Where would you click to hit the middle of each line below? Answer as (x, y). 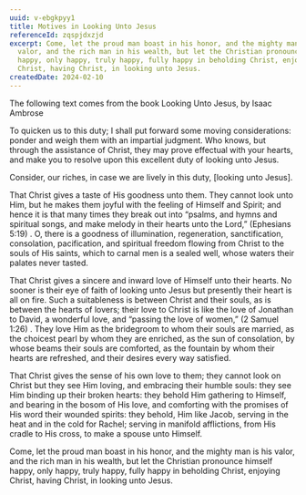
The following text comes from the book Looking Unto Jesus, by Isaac (141, 103)
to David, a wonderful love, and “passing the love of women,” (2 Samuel (144, 319)
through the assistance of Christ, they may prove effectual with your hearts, (151, 150)
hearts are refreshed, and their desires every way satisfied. (120, 357)
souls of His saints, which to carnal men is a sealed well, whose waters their (152, 253)
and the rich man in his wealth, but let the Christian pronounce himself (141, 460)
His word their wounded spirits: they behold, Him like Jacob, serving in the (149, 414)
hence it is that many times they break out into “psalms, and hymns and (143, 214)
